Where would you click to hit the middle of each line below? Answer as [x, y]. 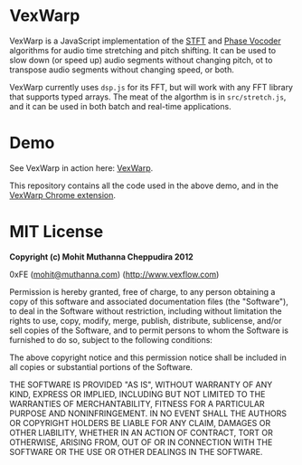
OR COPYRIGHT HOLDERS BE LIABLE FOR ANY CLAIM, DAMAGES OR [140, 422]
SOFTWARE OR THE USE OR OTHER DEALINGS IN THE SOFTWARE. [136, 451]
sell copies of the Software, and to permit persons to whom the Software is [149, 330]
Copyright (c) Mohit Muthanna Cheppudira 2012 [102, 256]
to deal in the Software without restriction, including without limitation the [146, 311]
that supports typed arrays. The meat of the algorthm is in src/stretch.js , [148, 97]
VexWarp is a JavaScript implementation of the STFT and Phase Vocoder [146, 41]
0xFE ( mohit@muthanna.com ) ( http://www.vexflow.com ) [114, 274]
